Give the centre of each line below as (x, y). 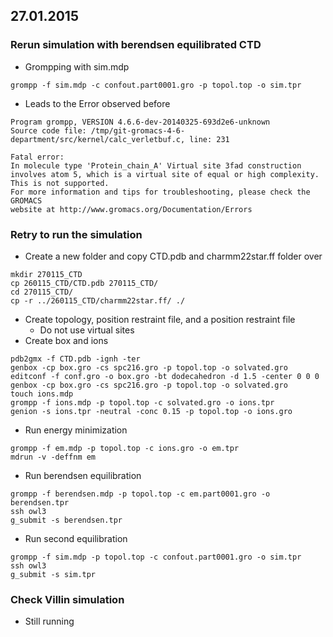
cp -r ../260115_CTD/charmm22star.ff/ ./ (98, 300)
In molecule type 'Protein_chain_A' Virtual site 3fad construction (156, 165)
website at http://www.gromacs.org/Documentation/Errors (131, 209)
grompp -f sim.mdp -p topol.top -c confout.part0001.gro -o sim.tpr (156, 557)
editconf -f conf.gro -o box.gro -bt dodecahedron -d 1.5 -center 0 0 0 (165, 376)
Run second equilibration (76, 538)
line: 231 (209, 139)
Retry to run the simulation (76, 234)
